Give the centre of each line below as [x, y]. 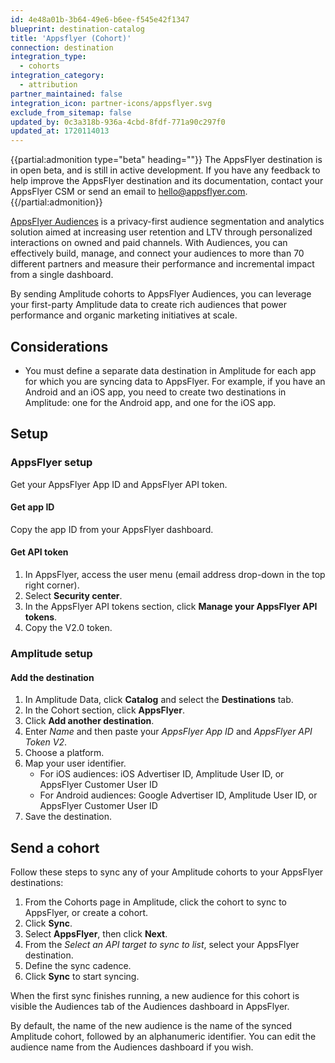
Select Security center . [73, 596]
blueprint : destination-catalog [77, 29]
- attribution [48, 85]
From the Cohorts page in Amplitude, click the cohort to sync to [155, 902]
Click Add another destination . [89, 721]
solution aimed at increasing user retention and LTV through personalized [161, 232]
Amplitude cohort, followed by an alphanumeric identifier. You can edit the [163, 1036]
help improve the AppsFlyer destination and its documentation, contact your [167, 181]
